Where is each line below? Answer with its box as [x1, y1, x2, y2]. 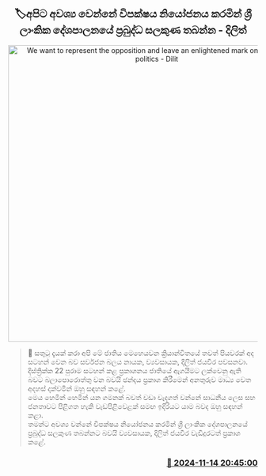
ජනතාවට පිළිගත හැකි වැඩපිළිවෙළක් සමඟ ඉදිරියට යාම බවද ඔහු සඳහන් [27, 401, 243, 410]
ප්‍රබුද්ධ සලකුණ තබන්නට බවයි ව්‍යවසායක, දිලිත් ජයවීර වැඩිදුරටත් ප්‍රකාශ [27, 428, 241, 437]
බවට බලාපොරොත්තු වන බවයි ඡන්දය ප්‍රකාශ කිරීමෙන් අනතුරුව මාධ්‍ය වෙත [27, 375, 252, 384]
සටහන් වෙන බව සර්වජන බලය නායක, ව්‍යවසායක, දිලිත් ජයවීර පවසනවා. [27, 357, 248, 366]
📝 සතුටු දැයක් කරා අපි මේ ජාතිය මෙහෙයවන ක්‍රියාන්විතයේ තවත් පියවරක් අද [27, 348, 255, 357]
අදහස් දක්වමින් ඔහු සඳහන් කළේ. [27, 383, 127, 393]
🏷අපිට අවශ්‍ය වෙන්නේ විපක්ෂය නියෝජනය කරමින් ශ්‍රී [14, 7, 252, 21]
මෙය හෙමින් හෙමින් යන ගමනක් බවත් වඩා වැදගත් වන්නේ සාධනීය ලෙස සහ [27, 392, 256, 402]
